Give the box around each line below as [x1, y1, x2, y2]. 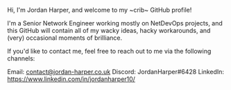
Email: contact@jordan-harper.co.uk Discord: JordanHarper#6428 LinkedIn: [7, 68, 224, 76]
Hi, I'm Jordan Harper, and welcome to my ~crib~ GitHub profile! [7, 6, 192, 14]
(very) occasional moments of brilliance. [7, 34, 123, 42]
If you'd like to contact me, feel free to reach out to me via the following [7, 47, 212, 55]
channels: [7, 54, 35, 63]
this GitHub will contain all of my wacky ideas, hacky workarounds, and [7, 27, 211, 34]
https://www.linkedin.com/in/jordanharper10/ [7, 75, 135, 83]
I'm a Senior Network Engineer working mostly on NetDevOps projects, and [7, 19, 223, 27]
